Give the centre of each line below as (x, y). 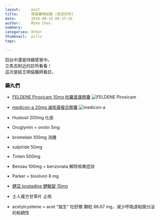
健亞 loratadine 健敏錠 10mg (40, 186)
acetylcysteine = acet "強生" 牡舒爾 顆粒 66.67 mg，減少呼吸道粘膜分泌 (83, 207)
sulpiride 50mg (27, 147)
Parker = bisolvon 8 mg (35, 176)
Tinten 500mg (26, 157)
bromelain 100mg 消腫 (34, 137)
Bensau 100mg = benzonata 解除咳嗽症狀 (53, 166)
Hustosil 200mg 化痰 (33, 118)
